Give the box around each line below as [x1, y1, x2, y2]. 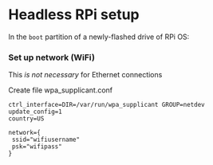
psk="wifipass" [11, 143, 62, 151]
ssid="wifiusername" [11, 136, 81, 144]
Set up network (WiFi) [8, 52, 96, 63]
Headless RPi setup [8, 6, 140, 24]
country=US [8, 115, 45, 123]
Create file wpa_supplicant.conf [8, 85, 113, 95]
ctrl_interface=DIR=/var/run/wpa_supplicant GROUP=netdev [8, 101, 205, 109]
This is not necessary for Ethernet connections [8, 70, 163, 80]
